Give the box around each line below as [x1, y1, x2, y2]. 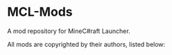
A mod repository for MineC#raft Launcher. [7, 27, 130, 35]
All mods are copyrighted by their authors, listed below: [7, 40, 166, 48]
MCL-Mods [7, 4, 73, 20]
